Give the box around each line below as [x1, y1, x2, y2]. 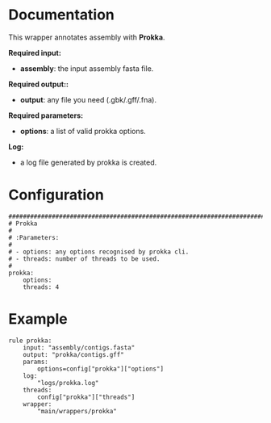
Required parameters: [8, 111, 83, 120]
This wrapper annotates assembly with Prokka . [8, 32, 165, 42]
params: [23, 358, 48, 366]
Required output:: [8, 79, 69, 89]
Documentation [8, 6, 115, 24]
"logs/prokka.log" [37, 379, 99, 387]
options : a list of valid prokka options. [19, 126, 147, 136]
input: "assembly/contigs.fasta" [23, 343, 135, 352]
